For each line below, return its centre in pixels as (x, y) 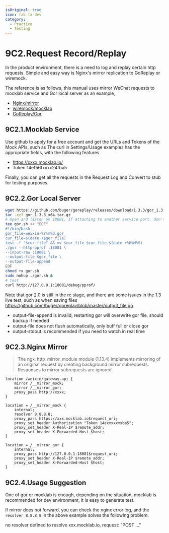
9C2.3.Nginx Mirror (36, 347)
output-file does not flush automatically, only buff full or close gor (80, 326)
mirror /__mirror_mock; (39, 383)
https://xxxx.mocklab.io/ (37, 162)
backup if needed (31, 320)
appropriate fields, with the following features (52, 152)
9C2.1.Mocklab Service (42, 130)
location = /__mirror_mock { (36, 406)
